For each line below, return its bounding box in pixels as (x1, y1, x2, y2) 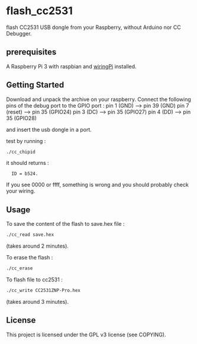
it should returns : (6, 160, 49, 167)
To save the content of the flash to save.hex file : (6, 220, 125, 228)
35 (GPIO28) (6, 114, 37, 122)
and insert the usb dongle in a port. (6, 126, 92, 133)
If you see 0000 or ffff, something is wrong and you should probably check (6, 181, 189, 189)
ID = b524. (11, 171, 38, 177)
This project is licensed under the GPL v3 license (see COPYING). (6, 331, 166, 338)
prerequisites (6, 47, 57, 57)
